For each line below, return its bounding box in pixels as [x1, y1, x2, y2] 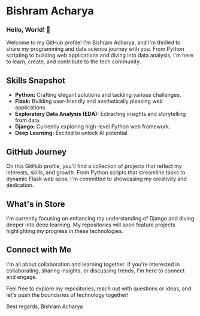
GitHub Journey [6, 146, 67, 157]
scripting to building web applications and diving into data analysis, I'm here [6, 52, 193, 59]
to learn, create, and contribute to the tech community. [6, 58, 141, 65]
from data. [14, 116, 41, 124]
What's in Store [6, 199, 65, 209]
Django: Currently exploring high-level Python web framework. [14, 123, 171, 130]
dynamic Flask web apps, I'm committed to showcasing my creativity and [6, 175, 187, 183]
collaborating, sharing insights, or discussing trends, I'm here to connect [6, 267, 185, 274]
